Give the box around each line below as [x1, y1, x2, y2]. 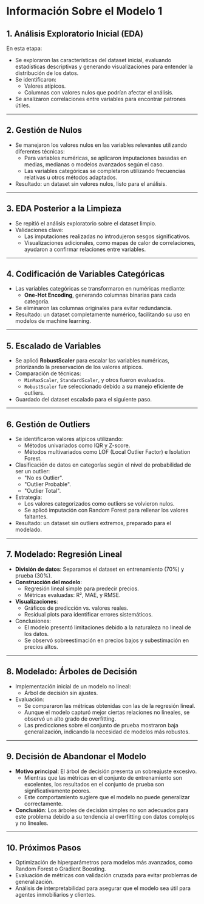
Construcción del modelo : [15, 578, 82, 585]
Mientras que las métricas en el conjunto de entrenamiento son [24, 774, 182, 781]
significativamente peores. [24, 787, 91, 794]
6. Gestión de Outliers [6, 419, 90, 429]
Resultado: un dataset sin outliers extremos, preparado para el [15, 520, 171, 527]
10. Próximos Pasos [6, 842, 81, 853]
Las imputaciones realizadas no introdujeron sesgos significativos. [24, 233, 191, 240]
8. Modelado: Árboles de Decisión [6, 666, 138, 677]
